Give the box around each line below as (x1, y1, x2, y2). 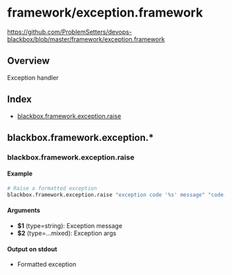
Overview (7, 55, 50, 67)
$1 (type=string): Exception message (17, 222, 123, 230)
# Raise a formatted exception (7, 185, 97, 192)
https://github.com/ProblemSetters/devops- (7, 28, 133, 36)
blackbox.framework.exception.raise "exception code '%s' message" (7, 191, 206, 198)
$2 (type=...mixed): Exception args (17, 229, 117, 238)
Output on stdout (7, 245, 57, 253)
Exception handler (7, 73, 59, 82)
